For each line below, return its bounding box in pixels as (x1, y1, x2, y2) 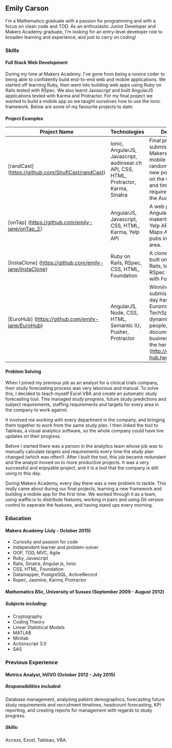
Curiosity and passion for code (12, 539, 78, 545)
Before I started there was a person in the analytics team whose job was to (5, 443, 163, 449)
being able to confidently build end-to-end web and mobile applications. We (5, 76, 166, 82)
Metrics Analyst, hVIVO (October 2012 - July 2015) (5, 671, 116, 678)
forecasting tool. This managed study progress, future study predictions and (5, 396, 166, 402)
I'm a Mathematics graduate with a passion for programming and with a (5, 17, 156, 24)
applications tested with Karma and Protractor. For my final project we (5, 92, 153, 99)
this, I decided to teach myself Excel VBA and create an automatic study (5, 390, 158, 397)
